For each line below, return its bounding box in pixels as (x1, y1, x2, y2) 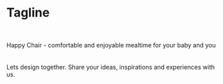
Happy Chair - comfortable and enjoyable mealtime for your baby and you (6, 41, 216, 49)
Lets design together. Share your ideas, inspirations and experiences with (6, 63, 215, 71)
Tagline (6, 5, 50, 21)
